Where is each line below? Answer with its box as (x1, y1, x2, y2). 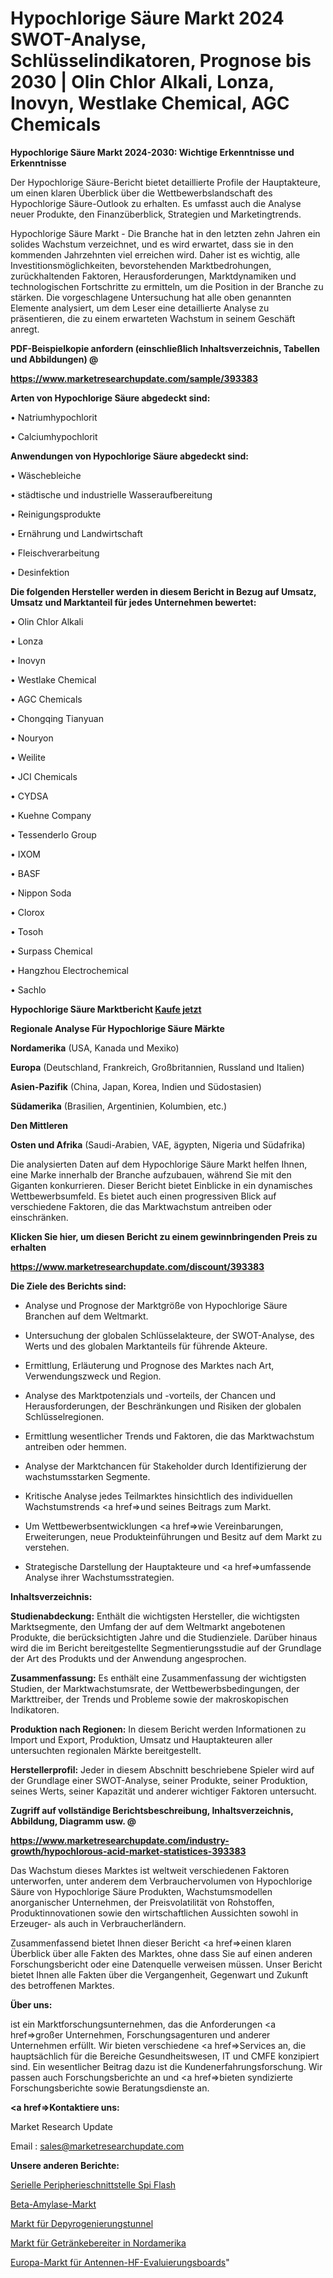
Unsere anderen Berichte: (10, 2159, 120, 2171)
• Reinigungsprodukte (10, 508, 102, 520)
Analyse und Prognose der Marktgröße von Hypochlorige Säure (24, 1299, 288, 1311)
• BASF (10, 867, 41, 879)
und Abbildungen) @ (10, 353, 99, 365)
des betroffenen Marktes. (10, 1979, 115, 1991)
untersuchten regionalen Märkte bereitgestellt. (10, 1744, 202, 1756)
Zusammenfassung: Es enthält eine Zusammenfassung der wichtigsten (10, 1672, 307, 1684)
